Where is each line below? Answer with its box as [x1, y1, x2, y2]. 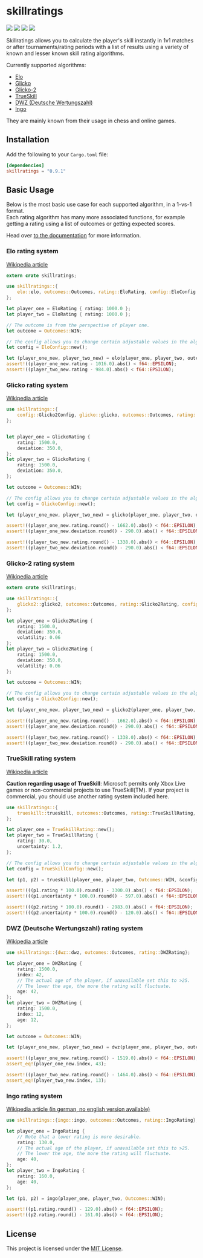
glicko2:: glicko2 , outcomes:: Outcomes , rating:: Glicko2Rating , [17, 601, 180, 607]
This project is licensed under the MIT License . [6, 1245, 123, 1252]
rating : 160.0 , [17, 1173, 56, 1179]
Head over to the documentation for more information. [6, 232, 141, 239]
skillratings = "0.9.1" [6, 168, 66, 174]
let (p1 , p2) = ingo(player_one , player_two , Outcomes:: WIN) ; [6, 1195, 166, 1202]
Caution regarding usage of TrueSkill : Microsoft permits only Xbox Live [6, 780, 185, 787]
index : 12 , [17, 1011, 45, 1017]
